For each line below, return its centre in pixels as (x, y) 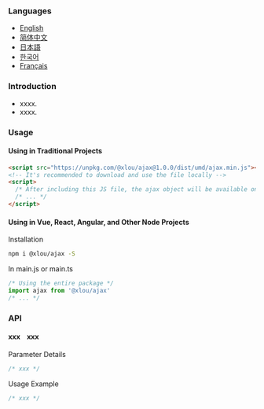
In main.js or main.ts (40, 269)
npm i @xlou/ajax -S (42, 254)
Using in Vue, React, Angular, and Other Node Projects (99, 222)
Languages (30, 11)
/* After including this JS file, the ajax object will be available (131, 190)
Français (33, 66)
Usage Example (33, 384)
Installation (26, 240)
